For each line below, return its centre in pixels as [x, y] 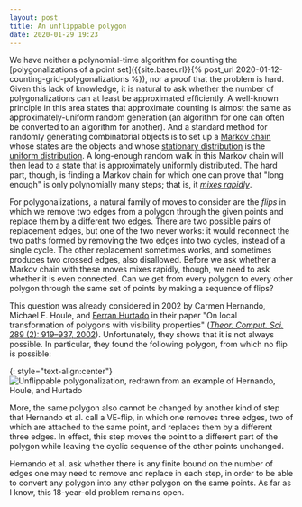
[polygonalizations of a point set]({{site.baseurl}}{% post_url [122, 69]
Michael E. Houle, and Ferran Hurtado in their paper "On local [123, 316]
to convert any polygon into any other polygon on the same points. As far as [150, 483]
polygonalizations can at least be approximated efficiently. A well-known [144, 98]
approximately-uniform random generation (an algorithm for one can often [147, 117]
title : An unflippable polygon [68, 26]
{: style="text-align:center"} [61, 372]
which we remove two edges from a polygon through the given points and [146, 212]
